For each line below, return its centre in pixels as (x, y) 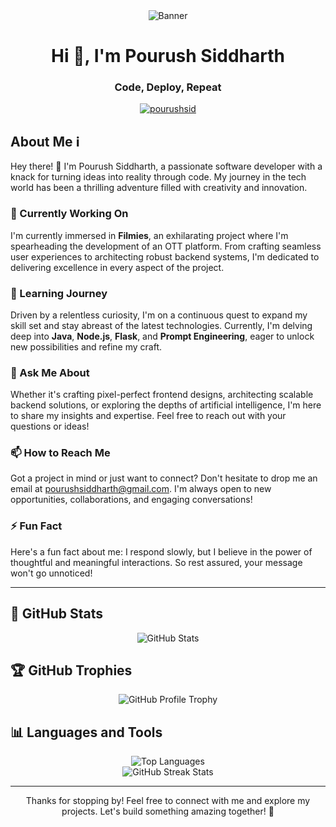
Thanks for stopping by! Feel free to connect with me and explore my (168, 801)
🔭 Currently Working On (69, 214)
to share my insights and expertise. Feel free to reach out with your (148, 416)
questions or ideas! (50, 426)
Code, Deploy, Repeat (168, 87)
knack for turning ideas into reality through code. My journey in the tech (158, 177)
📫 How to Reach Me (60, 453)
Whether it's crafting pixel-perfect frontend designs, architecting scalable (162, 395)
